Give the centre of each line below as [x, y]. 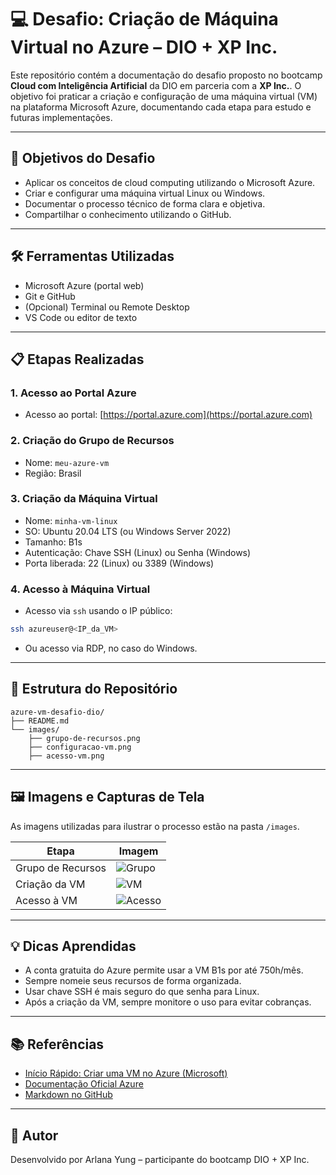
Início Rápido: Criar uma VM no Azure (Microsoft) [126, 1073]
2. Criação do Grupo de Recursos [92, 441]
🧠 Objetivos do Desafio [83, 158]
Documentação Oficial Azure [84, 1084]
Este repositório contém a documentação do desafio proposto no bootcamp [166, 75]
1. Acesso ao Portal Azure [73, 393]
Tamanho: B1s [53, 542]
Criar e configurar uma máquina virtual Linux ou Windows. [145, 193]
